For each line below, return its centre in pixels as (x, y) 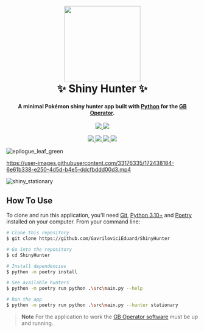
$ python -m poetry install (42, 272)
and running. (37, 323)
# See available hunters (38, 283)
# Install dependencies (37, 266)
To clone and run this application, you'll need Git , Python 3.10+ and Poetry (99, 216)
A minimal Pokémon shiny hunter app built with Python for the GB (102, 106)
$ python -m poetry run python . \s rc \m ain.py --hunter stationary (92, 305)
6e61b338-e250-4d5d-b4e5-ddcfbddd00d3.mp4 (69, 170)
